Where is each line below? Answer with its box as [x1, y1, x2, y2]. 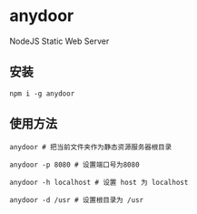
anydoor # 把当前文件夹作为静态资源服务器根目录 [9, 142, 172, 151]
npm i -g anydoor [9, 88, 75, 98]
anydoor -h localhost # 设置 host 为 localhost [9, 178, 189, 187]
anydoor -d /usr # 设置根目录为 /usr [9, 195, 143, 205]
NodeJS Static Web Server [9, 36, 110, 46]
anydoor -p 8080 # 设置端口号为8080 [9, 160, 140, 169]
